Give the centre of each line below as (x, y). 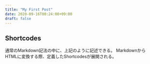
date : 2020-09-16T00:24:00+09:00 (39, 14)
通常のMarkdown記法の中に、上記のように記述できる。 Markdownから (75, 50)
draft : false (18, 18)
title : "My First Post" (29, 9)
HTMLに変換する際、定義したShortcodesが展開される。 (61, 57)
